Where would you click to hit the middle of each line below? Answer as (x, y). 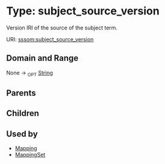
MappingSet (30, 155)
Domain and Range (42, 58)
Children (23, 113)
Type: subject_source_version (83, 11)
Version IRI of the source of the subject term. (62, 28)
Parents (21, 93)
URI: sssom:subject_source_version (50, 39)
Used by (22, 134)
